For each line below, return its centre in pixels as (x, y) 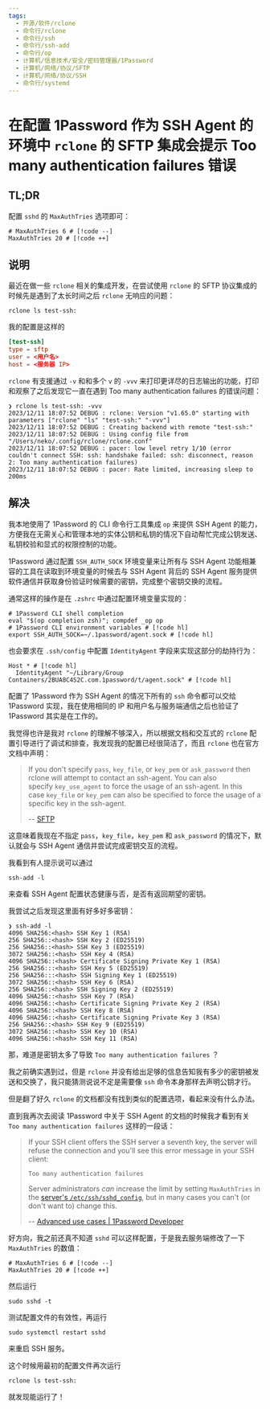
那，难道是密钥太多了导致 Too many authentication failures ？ (114, 1055)
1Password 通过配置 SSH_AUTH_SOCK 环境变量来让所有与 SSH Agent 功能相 (129, 561)
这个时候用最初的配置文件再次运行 (65, 1365)
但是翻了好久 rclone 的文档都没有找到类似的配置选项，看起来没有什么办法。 (134, 1099)
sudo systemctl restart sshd (57, 1332)
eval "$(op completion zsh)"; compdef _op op (86, 621)
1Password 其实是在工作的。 (55, 715)
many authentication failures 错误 (122, 165)
